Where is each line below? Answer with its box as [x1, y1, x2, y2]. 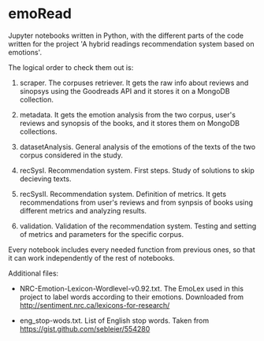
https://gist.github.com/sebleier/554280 [19, 324, 151, 333]
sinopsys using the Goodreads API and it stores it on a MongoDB [19, 86, 230, 95]
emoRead [8, 5, 73, 23]
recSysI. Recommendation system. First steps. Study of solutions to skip [19, 165, 255, 175]
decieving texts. [19, 174, 72, 183]
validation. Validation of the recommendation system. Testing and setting [19, 221, 257, 231]
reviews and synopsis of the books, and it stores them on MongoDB [19, 118, 240, 128]
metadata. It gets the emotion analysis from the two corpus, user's [19, 109, 236, 119]
